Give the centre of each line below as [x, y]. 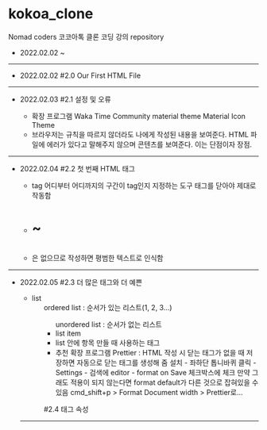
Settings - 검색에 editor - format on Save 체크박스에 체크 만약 [153, 372]
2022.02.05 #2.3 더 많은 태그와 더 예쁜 [81, 282]
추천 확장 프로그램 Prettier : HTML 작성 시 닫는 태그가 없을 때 [150, 352]
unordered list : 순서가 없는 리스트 [109, 324]
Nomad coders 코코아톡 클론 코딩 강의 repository [86, 36]
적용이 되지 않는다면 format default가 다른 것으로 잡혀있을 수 [164, 382]
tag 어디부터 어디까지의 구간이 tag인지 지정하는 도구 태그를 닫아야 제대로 [144, 185]
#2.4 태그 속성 [66, 409]
